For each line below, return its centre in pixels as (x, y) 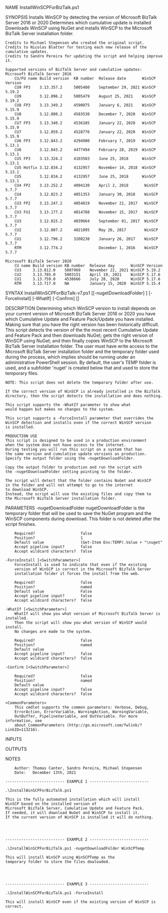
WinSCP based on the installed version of (51, 804)
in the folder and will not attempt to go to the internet (69, 485)
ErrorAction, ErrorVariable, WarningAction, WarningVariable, (82, 712)
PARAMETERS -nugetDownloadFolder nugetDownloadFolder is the (75, 508)
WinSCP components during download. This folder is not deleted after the (83, 519)
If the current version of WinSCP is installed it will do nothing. (79, 817)
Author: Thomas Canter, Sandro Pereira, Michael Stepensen (78, 768)
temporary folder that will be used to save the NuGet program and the (78, 513)
